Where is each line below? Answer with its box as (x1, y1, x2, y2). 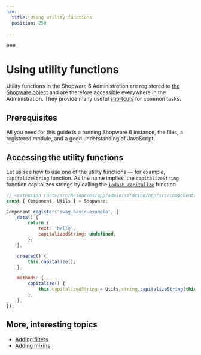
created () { (17, 253, 47, 259)
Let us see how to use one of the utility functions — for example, (6, 168, 166, 175)
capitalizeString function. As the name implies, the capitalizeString (6, 175, 179, 182)
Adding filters (14, 335, 49, 342)
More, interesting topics (6, 320, 98, 330)
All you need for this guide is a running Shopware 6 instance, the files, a (6, 128, 184, 136)
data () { (17, 214, 39, 221)
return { (28, 220, 50, 226)
